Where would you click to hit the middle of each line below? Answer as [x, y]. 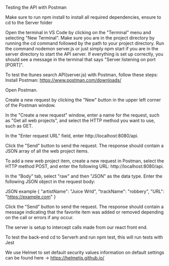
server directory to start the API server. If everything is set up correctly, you [84, 54]
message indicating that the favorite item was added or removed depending [84, 212]
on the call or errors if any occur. [39, 217]
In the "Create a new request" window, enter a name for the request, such [82, 115]
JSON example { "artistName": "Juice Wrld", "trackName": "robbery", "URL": [85, 191]
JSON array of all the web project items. [47, 151]
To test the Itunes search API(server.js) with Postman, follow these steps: [82, 75]
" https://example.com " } [30, 197]
